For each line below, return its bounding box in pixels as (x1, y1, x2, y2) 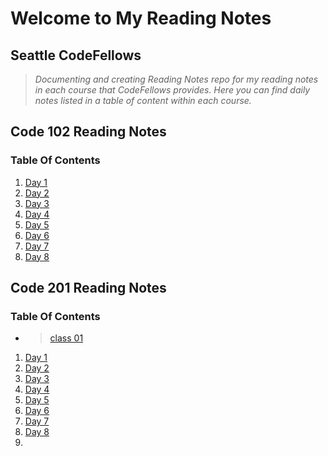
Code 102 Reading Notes (10, 123, 167, 141)
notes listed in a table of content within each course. (34, 95, 252, 106)
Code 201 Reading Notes (10, 280, 167, 297)
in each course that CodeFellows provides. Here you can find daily (34, 84, 311, 96)
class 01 (49, 332, 84, 344)
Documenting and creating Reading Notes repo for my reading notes (34, 73, 319, 85)
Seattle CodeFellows (10, 47, 142, 64)
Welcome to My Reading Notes (10, 7, 272, 30)
